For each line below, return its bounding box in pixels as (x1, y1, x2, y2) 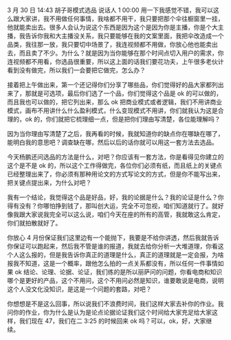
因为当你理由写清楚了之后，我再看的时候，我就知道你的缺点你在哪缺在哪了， (7, 130, 224, 137)
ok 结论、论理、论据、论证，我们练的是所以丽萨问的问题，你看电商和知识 (14, 268, 222, 276)
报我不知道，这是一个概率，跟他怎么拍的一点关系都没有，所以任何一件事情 (7, 260, 218, 267)
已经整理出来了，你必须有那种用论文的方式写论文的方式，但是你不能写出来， (7, 170, 224, 178)
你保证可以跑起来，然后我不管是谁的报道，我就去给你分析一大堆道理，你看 (7, 242, 218, 250)
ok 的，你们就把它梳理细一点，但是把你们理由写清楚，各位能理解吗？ (25, 115, 221, 123)
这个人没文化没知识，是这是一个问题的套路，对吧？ (7, 285, 152, 293)
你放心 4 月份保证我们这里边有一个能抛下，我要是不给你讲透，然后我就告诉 (7, 234, 219, 242)
